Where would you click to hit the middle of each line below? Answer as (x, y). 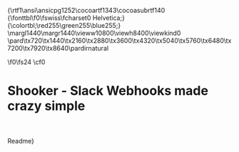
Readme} (21, 141)
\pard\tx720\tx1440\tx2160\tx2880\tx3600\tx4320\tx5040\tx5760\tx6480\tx (119, 41)
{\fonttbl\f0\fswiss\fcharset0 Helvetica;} (66, 18)
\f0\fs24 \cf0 (26, 62)
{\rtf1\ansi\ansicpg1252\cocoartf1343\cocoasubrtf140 (86, 10)
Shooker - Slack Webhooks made (108, 91)
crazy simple (46, 106)
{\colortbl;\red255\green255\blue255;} (64, 25)
